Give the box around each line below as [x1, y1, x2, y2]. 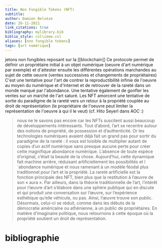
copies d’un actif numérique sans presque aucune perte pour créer [16, 143, 151, 149]
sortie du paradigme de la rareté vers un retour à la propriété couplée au [5, 98, 149, 103]
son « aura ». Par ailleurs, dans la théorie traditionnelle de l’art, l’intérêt [16, 179, 158, 185]
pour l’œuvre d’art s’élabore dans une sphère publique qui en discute [16, 184, 154, 190]
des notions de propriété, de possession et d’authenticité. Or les [16, 128, 145, 133]
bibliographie [5, 232, 59, 243]
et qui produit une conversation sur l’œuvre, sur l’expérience [16, 190, 137, 196]
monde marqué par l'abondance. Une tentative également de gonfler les [5, 87, 149, 93]
